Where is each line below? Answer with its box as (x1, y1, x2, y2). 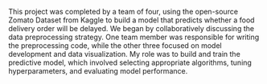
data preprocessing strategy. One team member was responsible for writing (8, 32, 260, 42)
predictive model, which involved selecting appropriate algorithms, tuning (8, 58, 252, 67)
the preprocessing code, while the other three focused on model (8, 41, 223, 50)
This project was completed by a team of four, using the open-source (8, 7, 239, 16)
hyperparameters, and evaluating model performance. (8, 66, 188, 75)
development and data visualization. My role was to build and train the (8, 50, 241, 58)
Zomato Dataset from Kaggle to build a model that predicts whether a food (8, 15, 255, 25)
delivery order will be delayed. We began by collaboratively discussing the (8, 24, 255, 33)
